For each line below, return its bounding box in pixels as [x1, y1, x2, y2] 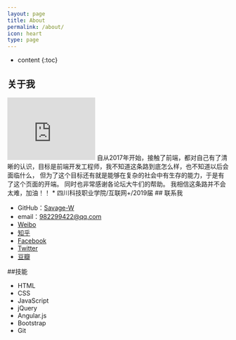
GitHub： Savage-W [17, 203, 75, 212]
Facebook [17, 237, 47, 245]
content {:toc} [17, 56, 58, 64]
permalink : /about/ [7, 23, 65, 30]
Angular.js [17, 311, 47, 320]
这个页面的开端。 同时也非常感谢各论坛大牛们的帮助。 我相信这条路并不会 [13, 180, 226, 188]
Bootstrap [17, 318, 46, 327]
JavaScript [17, 296, 49, 305]
